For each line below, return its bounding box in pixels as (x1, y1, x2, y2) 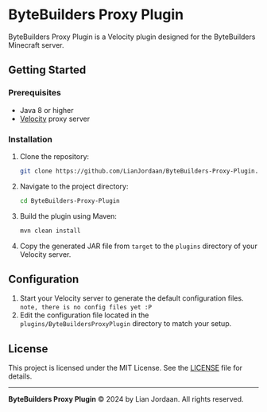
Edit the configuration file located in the (19, 310, 149, 320)
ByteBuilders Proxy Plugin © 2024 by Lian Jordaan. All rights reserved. (8, 395, 244, 404)
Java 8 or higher (19, 105, 74, 115)
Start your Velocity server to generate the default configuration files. (19, 293, 244, 303)
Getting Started (8, 64, 87, 77)
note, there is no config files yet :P (19, 304, 153, 312)
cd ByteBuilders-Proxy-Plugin (19, 196, 121, 204)
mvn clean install (19, 227, 81, 235)
